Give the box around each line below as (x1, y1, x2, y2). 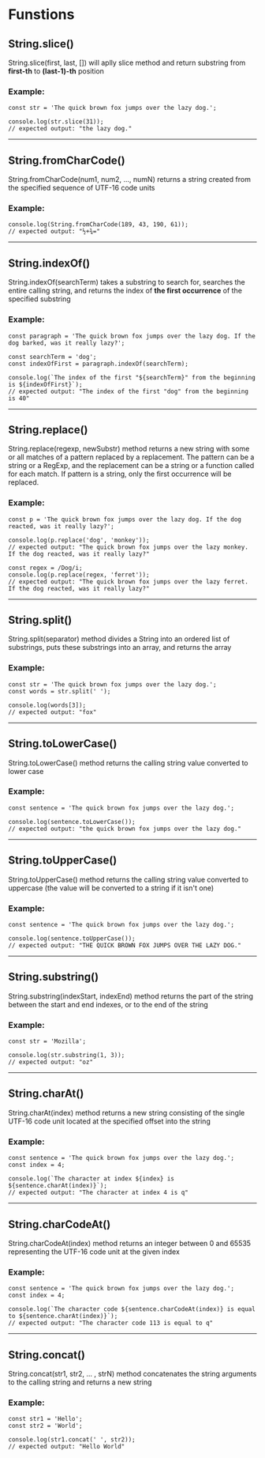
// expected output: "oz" (8, 1058, 93, 1067)
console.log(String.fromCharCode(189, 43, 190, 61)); (8, 221, 189, 229)
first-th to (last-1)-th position (8, 66, 105, 76)
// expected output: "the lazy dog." (8, 125, 132, 133)
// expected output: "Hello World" (8, 1443, 125, 1451)
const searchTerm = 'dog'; (8, 353, 97, 361)
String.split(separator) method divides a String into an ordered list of (8, 634, 230, 644)
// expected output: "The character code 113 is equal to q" (8, 1319, 214, 1328)
